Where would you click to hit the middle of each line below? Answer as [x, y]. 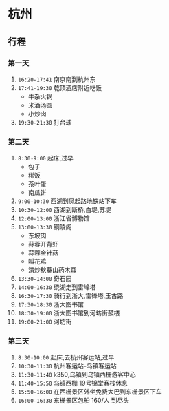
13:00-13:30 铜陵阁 [45, 227]
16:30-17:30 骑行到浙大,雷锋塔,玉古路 [70, 296]
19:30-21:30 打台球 [45, 122]
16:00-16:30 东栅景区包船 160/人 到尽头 [74, 401]
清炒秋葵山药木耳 [52, 270]
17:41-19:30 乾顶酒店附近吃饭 [60, 87]
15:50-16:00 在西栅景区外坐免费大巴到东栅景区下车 [90, 392]
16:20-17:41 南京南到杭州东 [57, 79]
